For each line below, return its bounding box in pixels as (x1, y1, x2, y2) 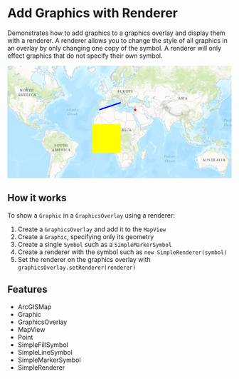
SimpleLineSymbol (17, 348, 73, 356)
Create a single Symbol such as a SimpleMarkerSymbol (17, 240, 172, 248)
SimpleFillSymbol (17, 340, 69, 349)
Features (7, 283, 48, 295)
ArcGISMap (17, 302, 52, 311)
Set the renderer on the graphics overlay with (17, 255, 151, 263)
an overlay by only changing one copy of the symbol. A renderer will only (7, 44, 222, 52)
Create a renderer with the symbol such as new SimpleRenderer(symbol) (17, 248, 228, 256)
